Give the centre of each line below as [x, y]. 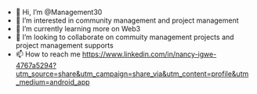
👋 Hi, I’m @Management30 [59, 12]
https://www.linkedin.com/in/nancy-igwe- [149, 54]
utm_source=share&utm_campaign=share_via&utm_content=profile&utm [132, 74]
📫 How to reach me [48, 54]
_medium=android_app [52, 82]
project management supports [64, 45]
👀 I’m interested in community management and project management [127, 20]
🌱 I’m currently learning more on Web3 [78, 29]
